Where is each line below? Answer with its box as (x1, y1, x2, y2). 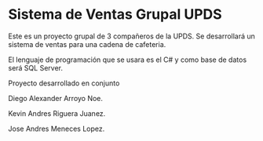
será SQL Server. (8, 63, 63, 72)
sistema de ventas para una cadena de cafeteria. (8, 39, 166, 49)
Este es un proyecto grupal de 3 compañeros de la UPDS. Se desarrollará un (8, 31, 255, 41)
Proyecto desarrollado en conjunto (8, 78, 120, 88)
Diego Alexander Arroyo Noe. (8, 93, 104, 103)
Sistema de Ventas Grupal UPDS (8, 5, 222, 23)
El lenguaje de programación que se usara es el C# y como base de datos (8, 55, 247, 64)
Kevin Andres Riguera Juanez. (8, 108, 106, 118)
